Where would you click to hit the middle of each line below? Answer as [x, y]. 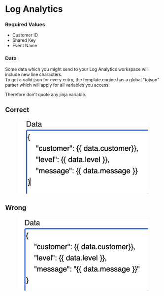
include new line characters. [34, 74]
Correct [17, 110]
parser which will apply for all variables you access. [57, 85]
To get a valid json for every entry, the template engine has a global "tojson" [82, 79]
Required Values [25, 25]
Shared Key [24, 40]
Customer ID [25, 35]
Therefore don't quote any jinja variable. [46, 94]
